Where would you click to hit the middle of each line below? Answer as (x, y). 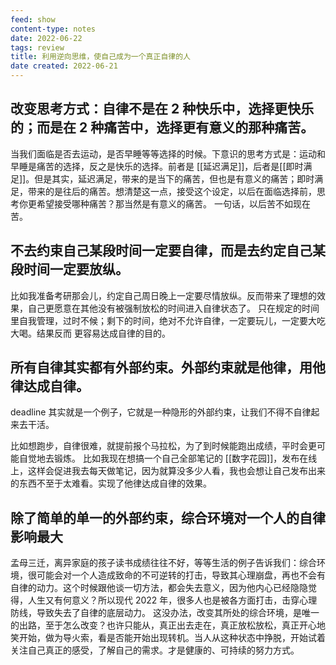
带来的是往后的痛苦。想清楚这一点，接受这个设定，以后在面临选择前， (172, 191)
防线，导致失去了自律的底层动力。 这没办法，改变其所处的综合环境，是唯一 (165, 613)
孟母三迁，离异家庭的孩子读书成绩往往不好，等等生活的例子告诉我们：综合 (163, 563)
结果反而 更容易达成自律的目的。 (103, 333)
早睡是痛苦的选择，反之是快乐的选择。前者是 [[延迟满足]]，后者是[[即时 (157, 166)
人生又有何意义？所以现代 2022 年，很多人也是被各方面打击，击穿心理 (172, 600)
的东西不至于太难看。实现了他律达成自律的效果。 (111, 483)
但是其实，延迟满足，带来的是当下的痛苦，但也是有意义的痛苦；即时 (174, 178)
